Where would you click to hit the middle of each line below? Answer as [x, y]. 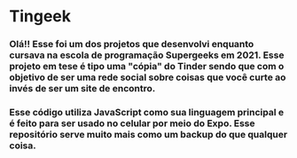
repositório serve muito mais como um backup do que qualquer [148, 135]
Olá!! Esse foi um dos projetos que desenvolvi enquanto [132, 44]
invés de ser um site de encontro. [82, 89]
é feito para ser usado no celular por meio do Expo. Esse [132, 123]
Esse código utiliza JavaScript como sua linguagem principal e [147, 113]
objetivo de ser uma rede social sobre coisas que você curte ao [148, 77]
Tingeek [40, 16]
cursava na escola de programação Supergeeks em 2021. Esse [147, 55]
